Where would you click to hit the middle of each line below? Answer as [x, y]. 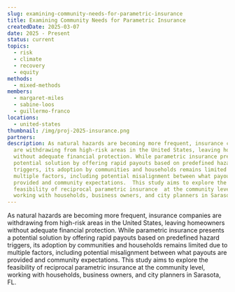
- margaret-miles [39, 98]
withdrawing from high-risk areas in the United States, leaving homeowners [116, 223]
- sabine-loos [34, 105]
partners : [22, 137]
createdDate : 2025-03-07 [43, 27]
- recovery [29, 66]
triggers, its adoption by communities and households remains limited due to [117, 245]
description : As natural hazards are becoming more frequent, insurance [115, 144]
